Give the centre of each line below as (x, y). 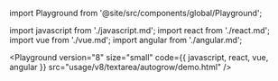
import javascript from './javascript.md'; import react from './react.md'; (140, 30)
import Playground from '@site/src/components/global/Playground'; (136, 13)
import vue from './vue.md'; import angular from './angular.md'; (126, 40)
